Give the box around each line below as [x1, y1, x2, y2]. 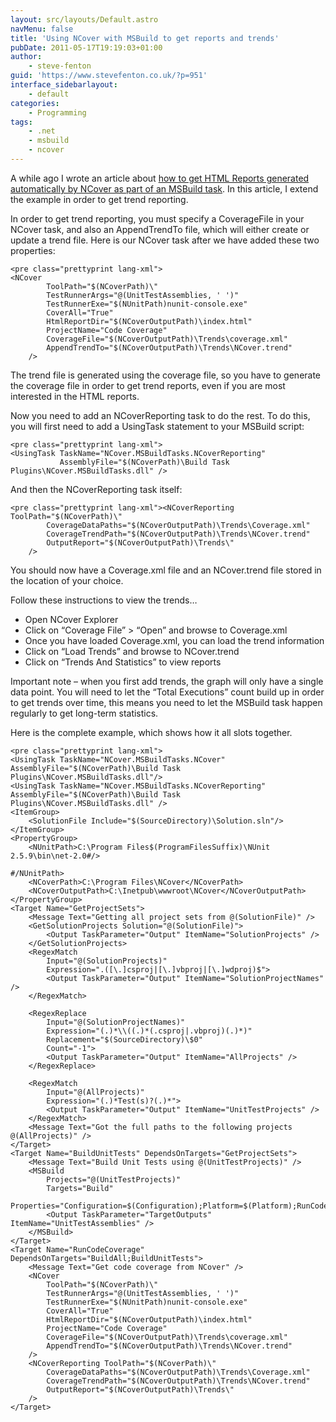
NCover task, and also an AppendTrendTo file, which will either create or [10, 223, 310, 235]
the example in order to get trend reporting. [10, 193, 189, 205]
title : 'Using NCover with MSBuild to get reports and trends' [10, 33, 280, 43]
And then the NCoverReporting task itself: [10, 483, 183, 495]
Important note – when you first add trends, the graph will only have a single [10, 675, 324, 687]
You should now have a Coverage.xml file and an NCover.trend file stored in [10, 564, 322, 576]
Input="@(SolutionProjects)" [46, 956, 168, 966]
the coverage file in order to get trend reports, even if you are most [10, 379, 286, 391]
